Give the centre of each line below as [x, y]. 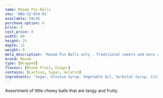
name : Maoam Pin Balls [28, 9]
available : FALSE [23, 18]
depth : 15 [15, 45]
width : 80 [15, 37]
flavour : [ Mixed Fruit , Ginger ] [38, 68]
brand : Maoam [18, 59]
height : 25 [16, 41]
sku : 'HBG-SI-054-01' [27, 14]
